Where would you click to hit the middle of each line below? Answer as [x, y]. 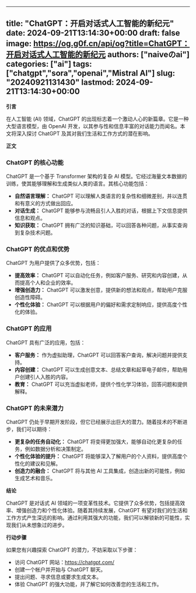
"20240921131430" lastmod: [60, 82]
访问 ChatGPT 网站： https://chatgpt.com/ [64, 562]
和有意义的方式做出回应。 [45, 204]
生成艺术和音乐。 [35, 478]
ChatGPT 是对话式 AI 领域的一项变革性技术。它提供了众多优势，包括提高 [93, 503]
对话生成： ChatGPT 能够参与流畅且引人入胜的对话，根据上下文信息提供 [101, 211]
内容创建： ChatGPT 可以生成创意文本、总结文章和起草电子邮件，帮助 [98, 370]
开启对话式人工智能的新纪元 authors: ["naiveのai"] [98, 55]
